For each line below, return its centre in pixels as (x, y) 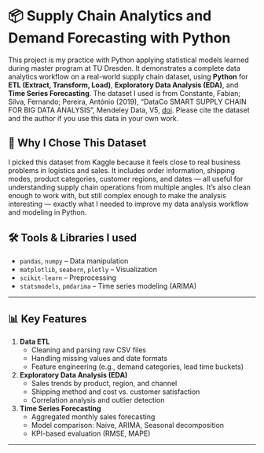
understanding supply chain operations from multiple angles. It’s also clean (130, 187)
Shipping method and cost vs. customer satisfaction (115, 392)
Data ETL (35, 342)
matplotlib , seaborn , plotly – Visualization (88, 269)
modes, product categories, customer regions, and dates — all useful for (126, 179)
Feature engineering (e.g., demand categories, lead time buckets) (137, 366)
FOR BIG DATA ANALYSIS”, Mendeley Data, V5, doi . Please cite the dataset (129, 110)
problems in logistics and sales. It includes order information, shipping (122, 170)
